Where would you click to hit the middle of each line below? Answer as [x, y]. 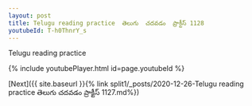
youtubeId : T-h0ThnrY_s [48, 30]
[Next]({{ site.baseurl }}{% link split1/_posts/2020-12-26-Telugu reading [126, 84]
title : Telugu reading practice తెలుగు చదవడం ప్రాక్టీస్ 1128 [106, 23]
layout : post [30, 16]
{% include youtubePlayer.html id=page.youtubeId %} [97, 69]
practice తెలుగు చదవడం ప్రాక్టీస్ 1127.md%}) [74, 92]
